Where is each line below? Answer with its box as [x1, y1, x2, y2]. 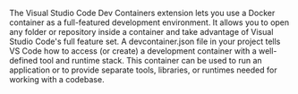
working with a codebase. [9, 74, 105, 84]
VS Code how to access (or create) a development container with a [9, 46, 257, 56]
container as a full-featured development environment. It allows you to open [9, 17, 290, 28]
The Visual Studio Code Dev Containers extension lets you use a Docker [9, 8, 276, 18]
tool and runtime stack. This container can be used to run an [39, 56, 262, 65]
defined [9, 56, 38, 65]
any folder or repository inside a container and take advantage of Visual [9, 27, 274, 37]
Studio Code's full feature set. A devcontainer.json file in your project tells [9, 36, 281, 47]
